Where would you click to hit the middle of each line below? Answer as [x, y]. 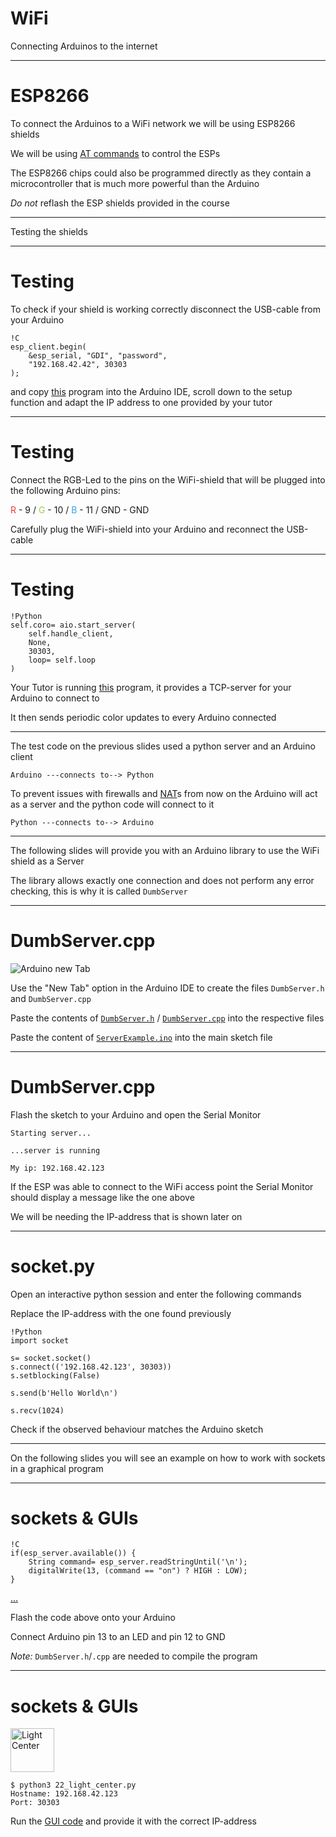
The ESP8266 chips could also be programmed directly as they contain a [161, 173]
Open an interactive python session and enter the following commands [156, 1294]
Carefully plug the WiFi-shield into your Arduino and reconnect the [147, 529]
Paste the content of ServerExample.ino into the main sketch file [141, 1037]
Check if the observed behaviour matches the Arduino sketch [137, 1429]
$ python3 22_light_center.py [73, 1785]
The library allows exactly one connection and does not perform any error [162, 880]
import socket [40, 1340]
